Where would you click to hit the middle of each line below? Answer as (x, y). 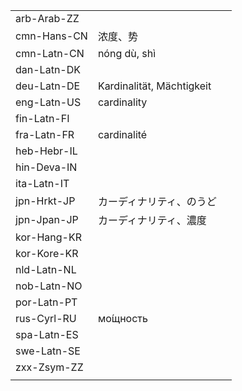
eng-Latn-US (48, 102)
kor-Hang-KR (48, 237)
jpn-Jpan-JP (47, 219)
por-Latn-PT (46, 302)
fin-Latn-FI (42, 118)
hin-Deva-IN (46, 167)
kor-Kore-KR (47, 253)
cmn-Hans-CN (51, 36)
